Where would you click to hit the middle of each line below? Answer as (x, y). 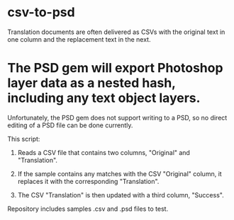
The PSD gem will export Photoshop (115, 68)
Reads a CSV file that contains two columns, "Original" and (104, 152)
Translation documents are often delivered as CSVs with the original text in (116, 32)
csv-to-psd (41, 12)
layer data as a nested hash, (91, 83)
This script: (24, 139)
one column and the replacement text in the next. (79, 39)
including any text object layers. (104, 98)
